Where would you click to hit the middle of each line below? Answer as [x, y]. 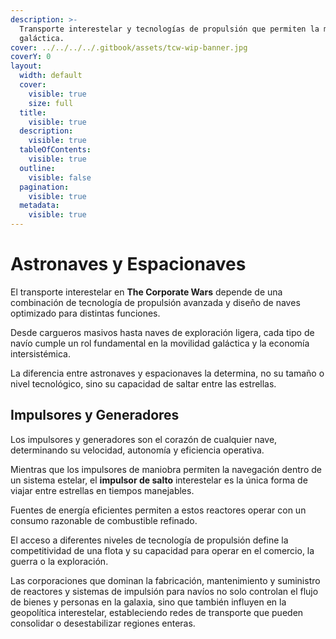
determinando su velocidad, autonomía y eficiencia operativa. [137, 450]
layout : [26, 66]
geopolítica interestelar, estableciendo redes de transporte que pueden [157, 612]
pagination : [44, 187]
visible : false [60, 177]
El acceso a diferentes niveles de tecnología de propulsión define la [149, 540]
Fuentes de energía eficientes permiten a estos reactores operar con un [158, 510]
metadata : [39, 206]
